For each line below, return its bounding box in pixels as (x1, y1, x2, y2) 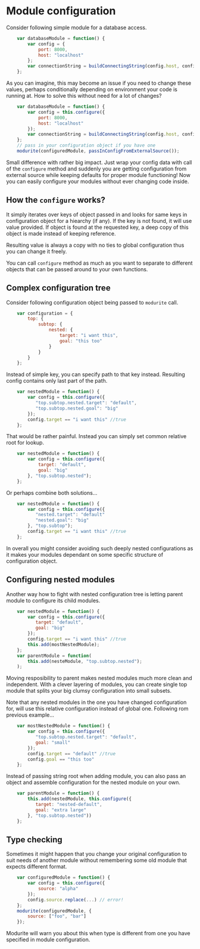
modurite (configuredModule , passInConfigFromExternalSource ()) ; (17, 148, 180, 154)
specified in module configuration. (6, 936, 90, 943)
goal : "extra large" (35, 807, 86, 813)
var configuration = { (17, 310, 73, 317)
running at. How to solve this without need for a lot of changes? (6, 92, 162, 100)
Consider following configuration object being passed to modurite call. (6, 299, 179, 306)
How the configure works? (6, 195, 106, 205)
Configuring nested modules (6, 575, 115, 585)
